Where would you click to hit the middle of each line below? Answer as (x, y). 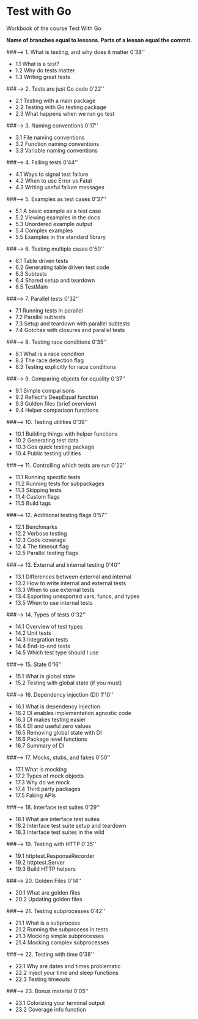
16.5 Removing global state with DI (58, 732)
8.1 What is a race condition (50, 354)
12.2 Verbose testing (41, 533)
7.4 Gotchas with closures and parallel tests (70, 330)
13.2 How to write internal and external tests (71, 583)
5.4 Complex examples (44, 230)
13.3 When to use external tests (55, 589)
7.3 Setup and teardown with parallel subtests (72, 324)
